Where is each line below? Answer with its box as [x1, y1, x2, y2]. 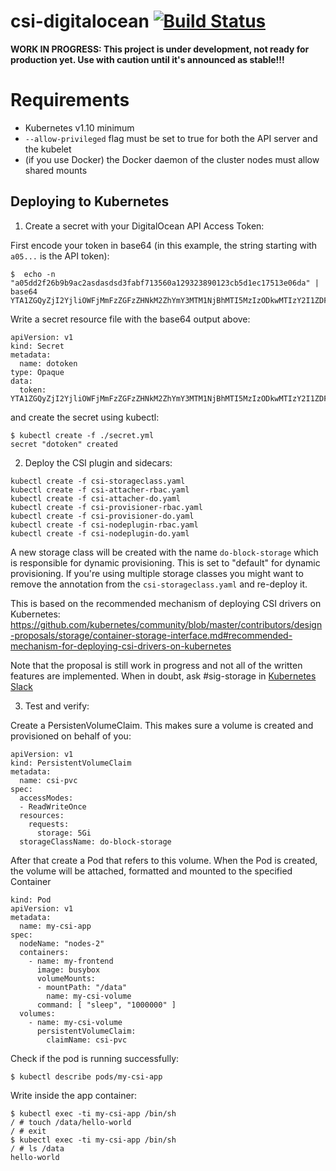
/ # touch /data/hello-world [10, 1117, 132, 1127]
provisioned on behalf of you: [10, 730, 132, 742]
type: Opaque [10, 367, 65, 377]
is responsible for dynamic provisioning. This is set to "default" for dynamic [10, 556, 321, 569]
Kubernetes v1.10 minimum [24, 121, 135, 134]
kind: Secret [10, 341, 65, 351]
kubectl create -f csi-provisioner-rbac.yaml [10, 502, 203, 512]
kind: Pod [10, 895, 52, 905]
